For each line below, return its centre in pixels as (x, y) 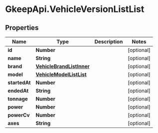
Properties (22, 28)
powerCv (19, 115)
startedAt (19, 82)
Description (109, 42)
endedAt (18, 91)
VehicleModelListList (61, 74)
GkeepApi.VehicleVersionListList (75, 9)
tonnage (18, 99)
